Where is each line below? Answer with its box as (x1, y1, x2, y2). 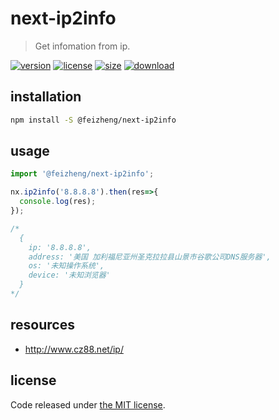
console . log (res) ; (19, 197, 97, 207)
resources (10, 317, 75, 334)
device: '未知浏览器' (28, 270, 111, 281)
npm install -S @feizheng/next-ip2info (10, 115, 177, 125)
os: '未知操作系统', (28, 261, 105, 271)
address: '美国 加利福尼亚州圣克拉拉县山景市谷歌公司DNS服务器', (28, 252, 272, 262)
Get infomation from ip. (34, 40, 131, 52)
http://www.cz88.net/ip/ (24, 343, 124, 355)
